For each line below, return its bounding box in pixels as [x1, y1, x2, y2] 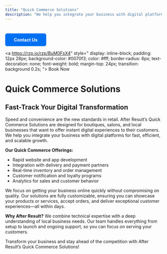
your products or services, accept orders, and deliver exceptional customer [5, 198, 160, 204]
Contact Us [14, 37, 38, 43]
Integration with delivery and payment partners [12, 162, 109, 168]
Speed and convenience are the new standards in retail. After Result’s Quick [5, 116, 161, 122]
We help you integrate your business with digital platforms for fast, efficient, [5, 132, 161, 138]
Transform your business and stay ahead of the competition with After [5, 238, 149, 244]
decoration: [5, 61, 29, 67]
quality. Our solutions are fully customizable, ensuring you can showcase [5, 192, 155, 199]
